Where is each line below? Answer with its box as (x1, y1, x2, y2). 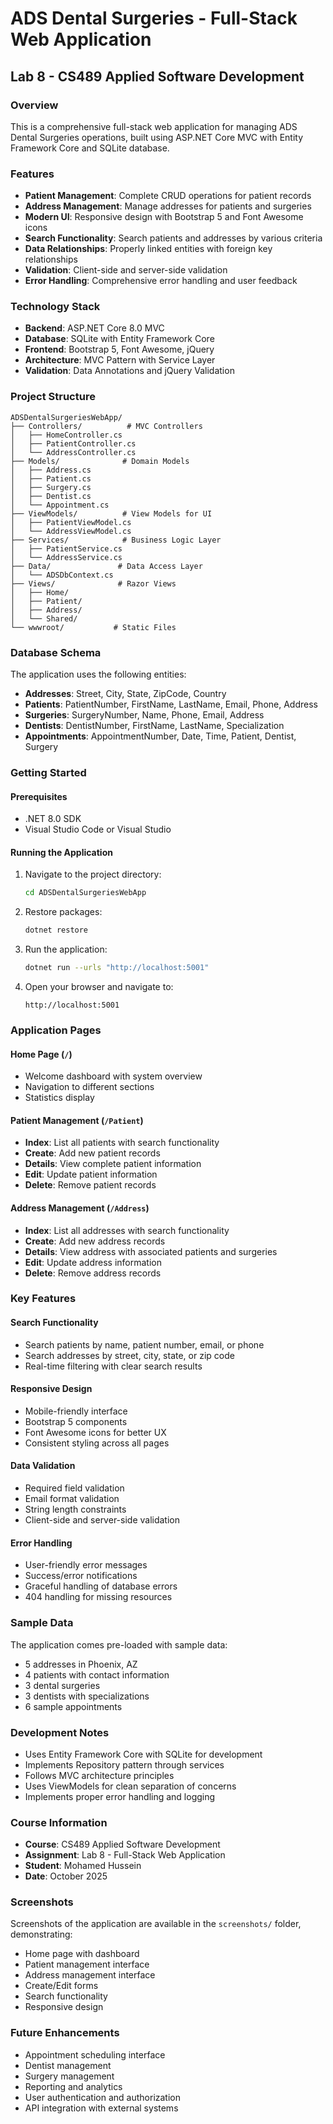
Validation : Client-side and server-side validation (24, 264, 228, 276)
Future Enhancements (10, 2026, 120, 2040)
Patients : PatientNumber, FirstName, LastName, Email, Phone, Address (24, 698, 318, 711)
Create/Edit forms (24, 1980, 99, 1992)
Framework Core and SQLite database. (10, 142, 170, 154)
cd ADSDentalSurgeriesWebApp (24, 888, 147, 898)
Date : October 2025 (24, 1870, 108, 1882)
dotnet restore (24, 925, 89, 936)
